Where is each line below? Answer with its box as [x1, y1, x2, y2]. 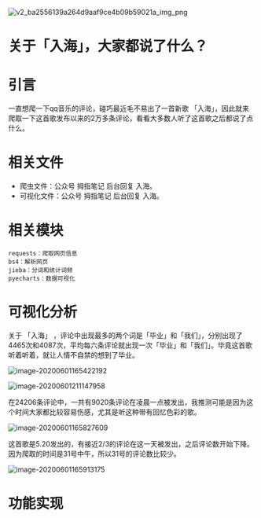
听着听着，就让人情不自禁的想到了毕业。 [8, 350, 139, 359]
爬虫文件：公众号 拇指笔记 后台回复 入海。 [19, 182, 157, 191]
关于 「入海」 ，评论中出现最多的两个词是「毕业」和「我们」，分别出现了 [8, 330, 243, 340]
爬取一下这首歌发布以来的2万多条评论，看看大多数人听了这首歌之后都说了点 [8, 114, 254, 123]
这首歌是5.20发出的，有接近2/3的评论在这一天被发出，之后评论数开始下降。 [8, 439, 254, 448]
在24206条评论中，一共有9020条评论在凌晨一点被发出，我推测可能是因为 [8, 397, 247, 406]
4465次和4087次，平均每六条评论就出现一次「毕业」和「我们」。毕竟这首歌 [8, 340, 253, 350]
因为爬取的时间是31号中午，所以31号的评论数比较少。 [8, 449, 181, 458]
